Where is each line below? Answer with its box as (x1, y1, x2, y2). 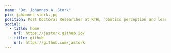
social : (5, 21, 21, 27)
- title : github (9, 36, 44, 41)
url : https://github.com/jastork (14, 40, 85, 45)
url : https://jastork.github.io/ (14, 31, 85, 36)
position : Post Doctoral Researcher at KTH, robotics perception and (5, 17, 156, 22)
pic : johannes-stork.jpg (5, 12, 58, 17)
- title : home (9, 26, 39, 31)
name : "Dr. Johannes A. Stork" (5, 7, 71, 13)
